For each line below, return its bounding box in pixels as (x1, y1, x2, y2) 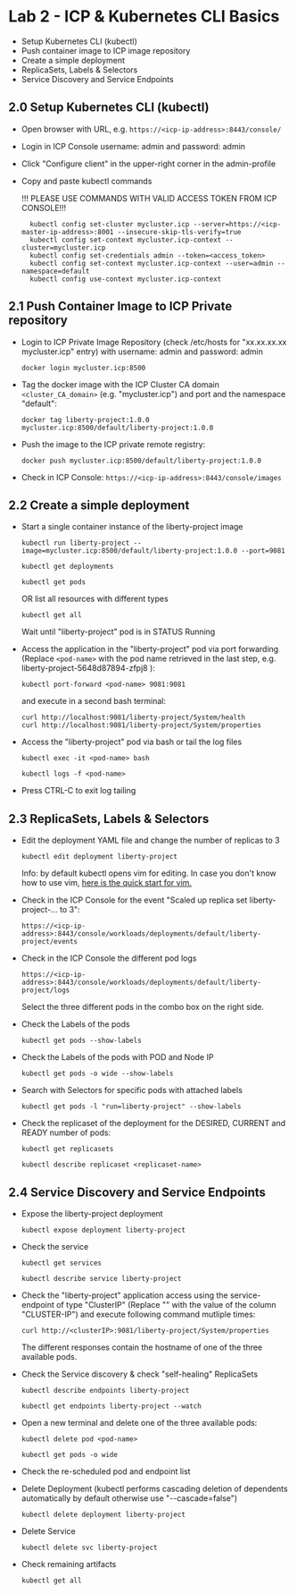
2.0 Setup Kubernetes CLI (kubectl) (8, 100, 210, 115)
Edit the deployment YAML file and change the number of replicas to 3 (21, 835, 280, 846)
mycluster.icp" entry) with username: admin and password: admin (21, 346, 264, 357)
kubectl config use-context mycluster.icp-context (29, 275, 222, 284)
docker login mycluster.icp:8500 (21, 363, 146, 372)
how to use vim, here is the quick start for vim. (21, 878, 193, 888)
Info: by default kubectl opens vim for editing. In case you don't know (21, 868, 277, 878)
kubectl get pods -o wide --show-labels (21, 1069, 174, 1079)
